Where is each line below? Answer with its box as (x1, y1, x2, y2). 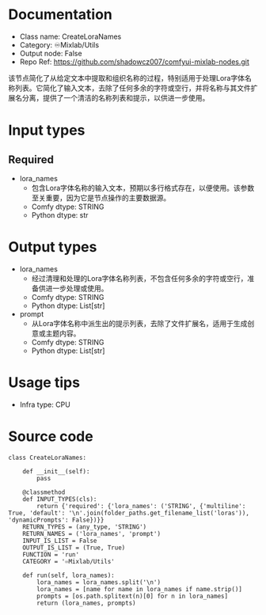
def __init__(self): (22, 467, 90, 476)
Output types (8, 238, 97, 256)
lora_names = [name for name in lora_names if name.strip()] (36, 585, 243, 593)
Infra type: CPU (19, 400, 71, 409)
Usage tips (8, 374, 81, 392)
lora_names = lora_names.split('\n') (36, 578, 161, 587)
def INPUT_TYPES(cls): (22, 495, 97, 503)
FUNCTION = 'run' (22, 550, 80, 559)
